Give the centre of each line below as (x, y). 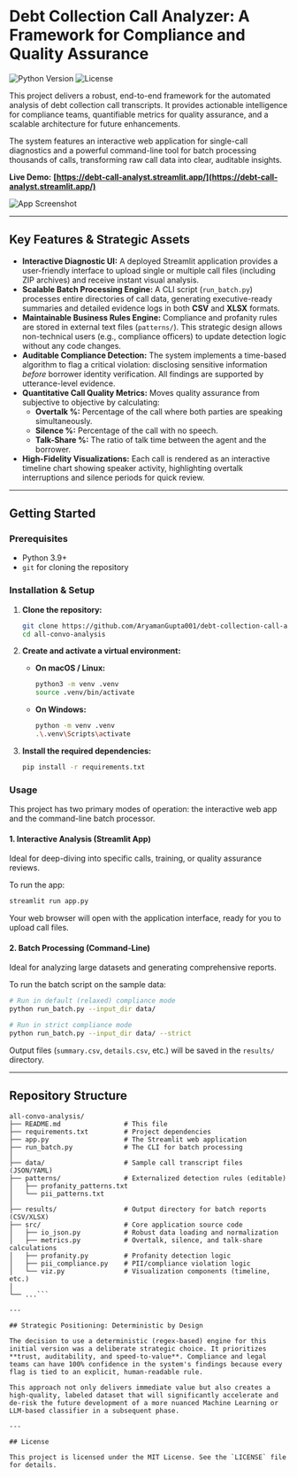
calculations (33, 1248)
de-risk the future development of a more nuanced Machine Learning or (144, 1403)
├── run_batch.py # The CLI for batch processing (126, 1147)
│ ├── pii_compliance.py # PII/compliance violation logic (130, 1264)
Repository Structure (69, 1096)
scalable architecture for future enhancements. (95, 124)
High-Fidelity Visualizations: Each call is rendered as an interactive (146, 459)
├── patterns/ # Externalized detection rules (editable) (148, 1178)
